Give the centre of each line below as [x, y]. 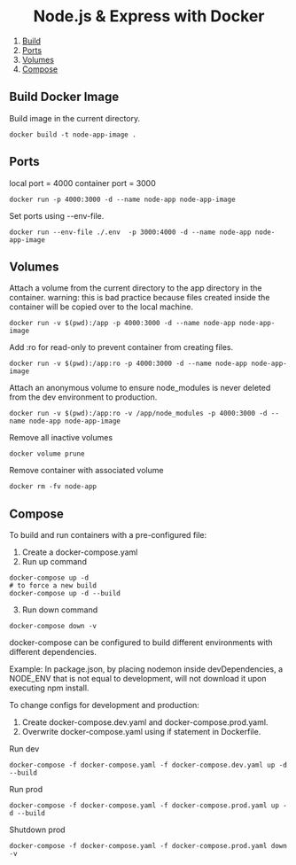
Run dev [24, 749]
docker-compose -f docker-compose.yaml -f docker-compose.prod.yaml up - [148, 806]
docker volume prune [47, 454]
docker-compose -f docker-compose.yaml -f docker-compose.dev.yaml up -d [148, 765]
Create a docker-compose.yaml [80, 552]
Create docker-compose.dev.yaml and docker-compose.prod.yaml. [145, 722]
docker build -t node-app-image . [73, 135]
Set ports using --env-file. [57, 215]
